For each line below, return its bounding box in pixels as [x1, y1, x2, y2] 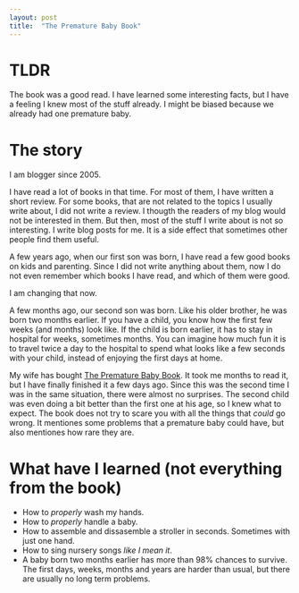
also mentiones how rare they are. [9, 427, 135, 438]
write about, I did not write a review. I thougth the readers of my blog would [9, 206, 287, 216]
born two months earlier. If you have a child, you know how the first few [9, 315, 273, 326]
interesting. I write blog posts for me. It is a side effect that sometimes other [9, 224, 288, 235]
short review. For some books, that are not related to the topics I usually [9, 196, 273, 207]
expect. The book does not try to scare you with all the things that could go [9, 408, 286, 419]
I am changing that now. [9, 288, 98, 299]
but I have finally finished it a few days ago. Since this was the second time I [9, 379, 290, 390]
